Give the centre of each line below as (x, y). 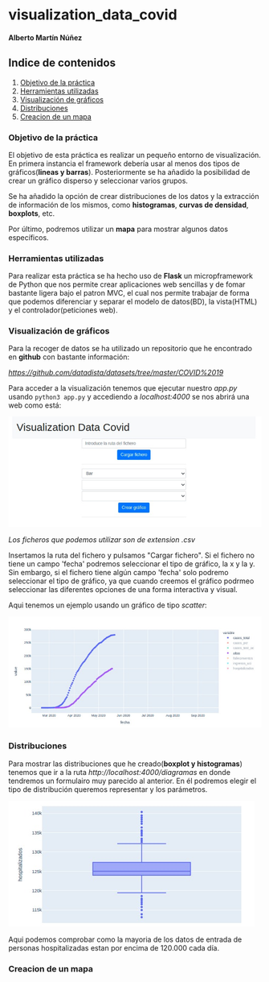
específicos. (29, 237)
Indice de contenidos (62, 63)
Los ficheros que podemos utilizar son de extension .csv (102, 540)
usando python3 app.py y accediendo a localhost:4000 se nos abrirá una (129, 397)
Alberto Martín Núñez (45, 37)
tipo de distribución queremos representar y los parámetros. (108, 789)
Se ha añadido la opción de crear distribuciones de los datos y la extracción (134, 196)
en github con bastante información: (69, 357)
